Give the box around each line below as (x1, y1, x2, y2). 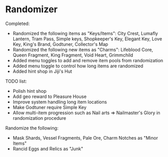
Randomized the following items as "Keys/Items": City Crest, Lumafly (12, 30, 158, 36)
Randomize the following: (5, 125, 59, 131)
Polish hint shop (12, 88, 47, 94)
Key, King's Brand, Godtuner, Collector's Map (12, 41, 108, 47)
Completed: (5, 20, 30, 27)
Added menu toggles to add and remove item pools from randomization (12, 57, 163, 63)
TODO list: (5, 78, 27, 84)
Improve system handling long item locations (12, 98, 107, 105)
